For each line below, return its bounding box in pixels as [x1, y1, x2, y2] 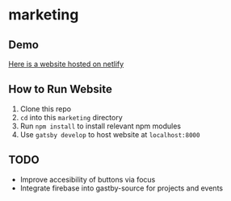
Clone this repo [19, 103, 71, 114]
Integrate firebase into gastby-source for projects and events [19, 183, 224, 193]
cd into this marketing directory [19, 112, 123, 122]
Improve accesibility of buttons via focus [19, 174, 156, 184]
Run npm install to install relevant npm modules [19, 121, 182, 131]
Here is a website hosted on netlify [8, 59, 124, 69]
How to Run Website [8, 82, 113, 96]
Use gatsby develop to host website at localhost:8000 [19, 129, 200, 139]
